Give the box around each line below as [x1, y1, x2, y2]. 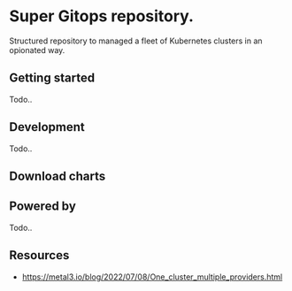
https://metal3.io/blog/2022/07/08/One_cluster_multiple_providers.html [21, 272, 283, 282]
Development [9, 119, 86, 134]
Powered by [9, 199, 77, 214]
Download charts [9, 168, 106, 183]
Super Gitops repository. [9, 6, 195, 27]
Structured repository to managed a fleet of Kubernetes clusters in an [9, 35, 263, 46]
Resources [9, 248, 70, 263]
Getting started [9, 71, 96, 86]
